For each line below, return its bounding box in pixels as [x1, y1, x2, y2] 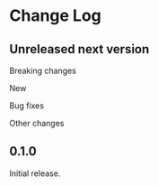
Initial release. [9, 168, 61, 179]
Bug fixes [9, 100, 45, 111]
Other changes [9, 118, 65, 128]
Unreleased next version [9, 42, 150, 57]
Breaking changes [9, 65, 76, 76]
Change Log [9, 5, 101, 26]
